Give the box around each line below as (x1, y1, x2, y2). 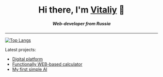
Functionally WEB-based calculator (12, 62, 82, 67)
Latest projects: (5, 47, 36, 53)
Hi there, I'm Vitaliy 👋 (38, 4, 125, 15)
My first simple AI (12, 66, 48, 72)
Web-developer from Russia (52, 20, 111, 26)
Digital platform (12, 56, 43, 62)
